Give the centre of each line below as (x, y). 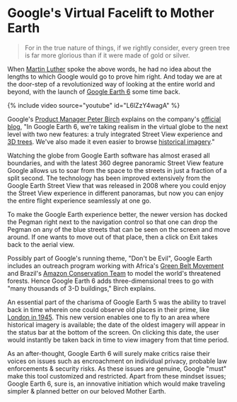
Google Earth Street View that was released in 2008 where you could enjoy (117, 185)
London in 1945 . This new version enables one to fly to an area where (109, 317)
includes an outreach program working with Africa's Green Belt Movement (116, 266)
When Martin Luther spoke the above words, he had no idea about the (109, 69)
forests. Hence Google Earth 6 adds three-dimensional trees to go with (110, 281)
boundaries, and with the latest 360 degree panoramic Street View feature (116, 163)
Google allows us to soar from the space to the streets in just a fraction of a (117, 170)
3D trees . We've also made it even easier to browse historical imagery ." (111, 141)
